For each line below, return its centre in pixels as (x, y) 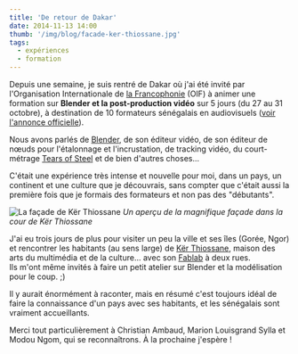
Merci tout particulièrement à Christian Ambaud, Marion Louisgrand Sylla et (148, 330)
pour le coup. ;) (37, 276)
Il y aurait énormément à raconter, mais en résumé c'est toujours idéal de (143, 294)
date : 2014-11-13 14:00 (53, 26)
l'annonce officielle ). (47, 122)
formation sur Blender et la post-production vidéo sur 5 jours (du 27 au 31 (146, 103)
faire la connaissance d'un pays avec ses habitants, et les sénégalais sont (145, 303)
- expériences (43, 51)
